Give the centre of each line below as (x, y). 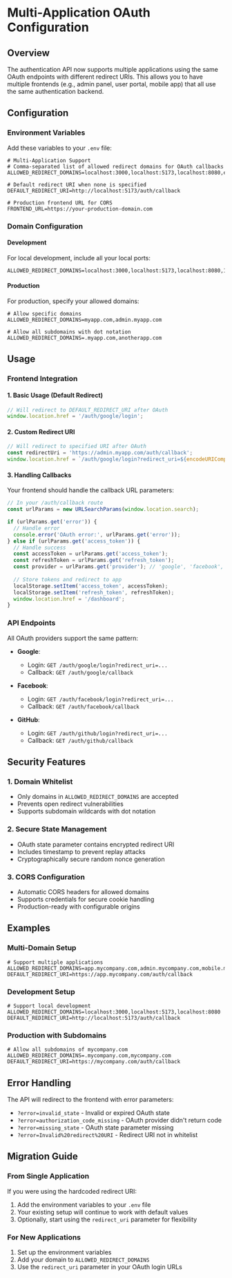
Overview (29, 53)
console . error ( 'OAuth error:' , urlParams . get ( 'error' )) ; (97, 534)
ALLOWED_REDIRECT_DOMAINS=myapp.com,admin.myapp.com (85, 320)
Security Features (47, 762)
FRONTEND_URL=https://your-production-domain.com (80, 209)
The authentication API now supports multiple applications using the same (113, 69)
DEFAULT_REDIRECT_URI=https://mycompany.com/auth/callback (94, 1062)
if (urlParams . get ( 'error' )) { (52, 522)
